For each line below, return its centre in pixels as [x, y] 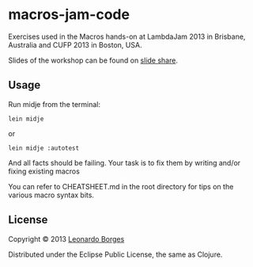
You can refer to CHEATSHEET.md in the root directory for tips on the [121, 186]
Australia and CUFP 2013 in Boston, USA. [75, 44]
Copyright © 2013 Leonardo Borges [66, 238]
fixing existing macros [44, 171]
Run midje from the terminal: [55, 104]
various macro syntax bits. [51, 195]
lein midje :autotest [44, 148]
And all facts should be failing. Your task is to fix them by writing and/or [125, 162]
